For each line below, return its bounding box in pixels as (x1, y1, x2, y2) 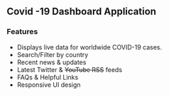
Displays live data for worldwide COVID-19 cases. (16, 42, 163, 52)
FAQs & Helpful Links (16, 73, 79, 81)
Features (6, 27, 38, 37)
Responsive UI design (16, 80, 81, 89)
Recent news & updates (16, 58, 87, 66)
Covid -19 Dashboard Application (6, 6, 157, 18)
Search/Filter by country (16, 50, 89, 59)
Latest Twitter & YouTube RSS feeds (16, 65, 122, 73)
